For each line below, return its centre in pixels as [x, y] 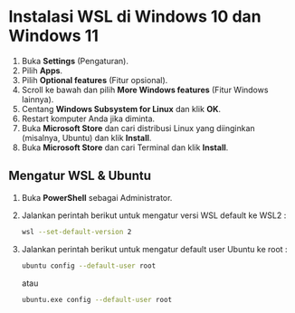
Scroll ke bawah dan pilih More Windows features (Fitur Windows [145, 90]
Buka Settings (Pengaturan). [75, 61]
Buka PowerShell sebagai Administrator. [97, 197]
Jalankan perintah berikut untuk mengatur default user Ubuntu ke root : [154, 249]
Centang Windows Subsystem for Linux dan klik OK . [121, 109]
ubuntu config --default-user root [89, 266]
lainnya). [38, 99]
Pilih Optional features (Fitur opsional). [95, 80]
